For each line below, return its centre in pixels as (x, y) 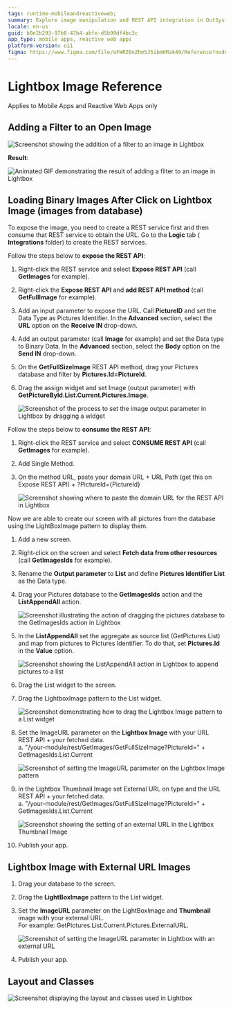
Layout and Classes (51, 981)
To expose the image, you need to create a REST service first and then (109, 228)
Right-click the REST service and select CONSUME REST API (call (112, 443)
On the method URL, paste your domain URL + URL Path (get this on (115, 477)
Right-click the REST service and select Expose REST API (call (107, 269)
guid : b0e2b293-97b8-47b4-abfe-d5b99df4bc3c (73, 33)
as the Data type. (42, 581)
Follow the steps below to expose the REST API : (77, 256)
